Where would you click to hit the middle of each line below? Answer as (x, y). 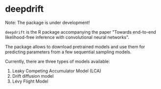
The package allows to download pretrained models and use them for (75, 46)
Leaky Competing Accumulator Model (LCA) (57, 71)
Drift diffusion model (33, 76)
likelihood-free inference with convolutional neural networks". (67, 37)
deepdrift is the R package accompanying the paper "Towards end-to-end (81, 32)
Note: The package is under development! (47, 22)
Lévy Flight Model (30, 81)
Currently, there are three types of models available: (57, 61)
